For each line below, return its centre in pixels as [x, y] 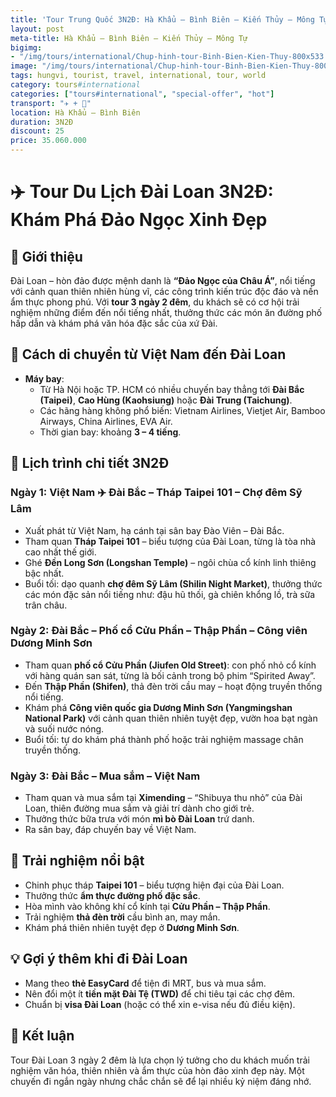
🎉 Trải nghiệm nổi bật [77, 861]
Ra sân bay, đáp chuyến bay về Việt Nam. [110, 830]
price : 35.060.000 [48, 141]
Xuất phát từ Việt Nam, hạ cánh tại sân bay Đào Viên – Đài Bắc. [154, 530]
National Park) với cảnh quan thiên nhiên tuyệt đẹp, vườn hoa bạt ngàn [171, 718]
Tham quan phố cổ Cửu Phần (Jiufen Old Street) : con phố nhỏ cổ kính [170, 665]
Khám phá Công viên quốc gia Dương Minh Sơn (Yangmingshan [158, 707]
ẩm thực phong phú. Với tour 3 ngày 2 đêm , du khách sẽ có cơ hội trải [155, 302]
